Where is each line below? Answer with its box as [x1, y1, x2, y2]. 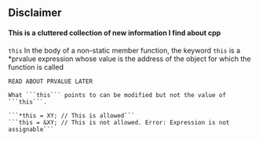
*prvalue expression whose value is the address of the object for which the [8, 54, 251, 63]
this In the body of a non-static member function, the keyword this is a [8, 45, 241, 55]
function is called [8, 62, 64, 71]
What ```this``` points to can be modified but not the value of [8, 91, 226, 99]
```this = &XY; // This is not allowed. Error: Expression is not [8, 118, 230, 126]
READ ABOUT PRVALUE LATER [8, 78, 93, 85]
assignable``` [8, 125, 55, 133]
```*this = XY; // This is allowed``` [8, 111, 135, 120]
